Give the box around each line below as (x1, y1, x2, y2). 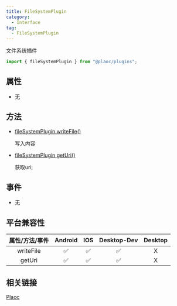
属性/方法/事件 (9, 236, 49, 245)
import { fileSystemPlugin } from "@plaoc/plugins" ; (6, 59, 138, 65)
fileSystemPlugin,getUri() (14, 152, 76, 159)
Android (55, 236, 78, 245)
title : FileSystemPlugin (6, 8, 67, 15)
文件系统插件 (6, 47, 37, 54)
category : (6, 14, 30, 20)
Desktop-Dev (99, 236, 138, 245)
